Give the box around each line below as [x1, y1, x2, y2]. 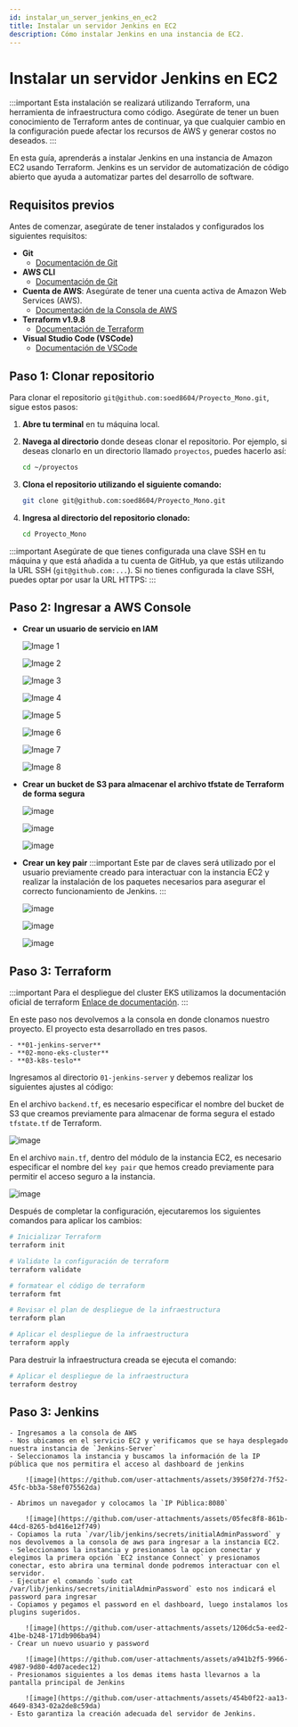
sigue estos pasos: [9, 401, 78, 412]
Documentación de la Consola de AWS [35, 305, 178, 316]
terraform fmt [9, 1289, 62, 1298]
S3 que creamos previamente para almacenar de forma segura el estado [9, 1108, 276, 1119]
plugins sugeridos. [9, 1608, 82, 1616]
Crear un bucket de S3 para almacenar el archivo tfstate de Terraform [21, 779, 285, 790]
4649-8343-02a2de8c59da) [9, 1701, 101, 1710]
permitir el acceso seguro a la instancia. [9, 1172, 156, 1182]
